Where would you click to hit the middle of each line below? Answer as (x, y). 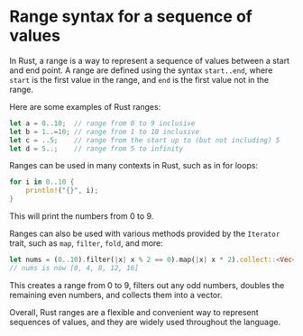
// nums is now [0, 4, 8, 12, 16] (74, 268)
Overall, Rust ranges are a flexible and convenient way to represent (134, 312)
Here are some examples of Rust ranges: (85, 106)
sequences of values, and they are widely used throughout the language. (145, 322)
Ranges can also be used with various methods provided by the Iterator (145, 234)
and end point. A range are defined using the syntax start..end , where (141, 70)
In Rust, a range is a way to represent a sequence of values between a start (150, 60)
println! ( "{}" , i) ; (62, 191)
